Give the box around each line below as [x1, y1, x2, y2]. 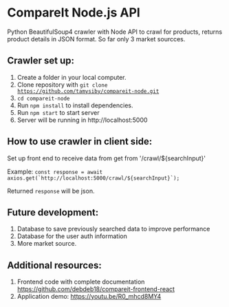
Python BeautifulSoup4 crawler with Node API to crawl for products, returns [7, 28, 222, 36]
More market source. [17, 240, 77, 248]
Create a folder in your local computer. [17, 73, 127, 81]
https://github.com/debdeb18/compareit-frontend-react [17, 285, 175, 293]
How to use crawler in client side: [7, 136, 153, 147]
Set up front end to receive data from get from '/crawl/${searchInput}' [7, 153, 206, 162]
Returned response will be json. [7, 187, 95, 195]
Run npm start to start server [17, 108, 100, 116]
